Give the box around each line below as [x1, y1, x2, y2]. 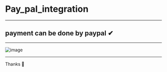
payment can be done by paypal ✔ [5, 29, 113, 37]
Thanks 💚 [5, 61, 25, 67]
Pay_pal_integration [5, 3, 88, 15]
